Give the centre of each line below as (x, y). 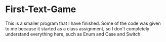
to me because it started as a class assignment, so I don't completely (77, 28)
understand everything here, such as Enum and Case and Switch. (73, 34)
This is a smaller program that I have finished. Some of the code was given (83, 23)
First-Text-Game (41, 9)
